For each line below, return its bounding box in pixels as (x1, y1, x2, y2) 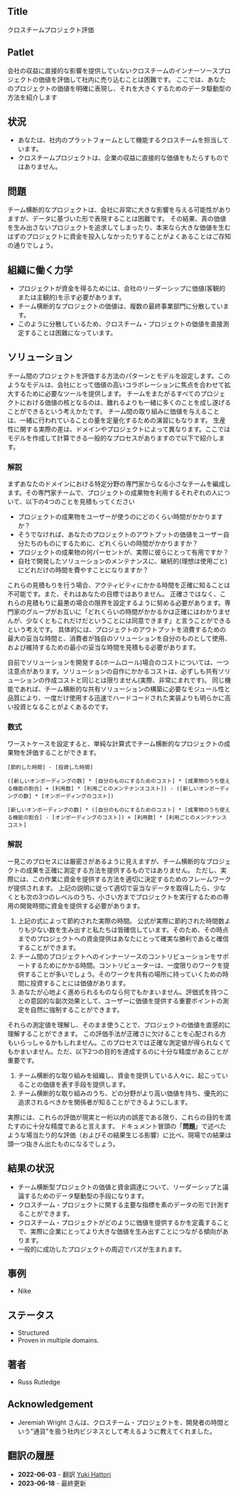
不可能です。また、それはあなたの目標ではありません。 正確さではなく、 (7, 590, 220, 598)
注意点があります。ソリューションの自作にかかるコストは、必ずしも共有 (7, 667, 219, 676)
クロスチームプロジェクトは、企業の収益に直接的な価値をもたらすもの (17, 154, 223, 162)
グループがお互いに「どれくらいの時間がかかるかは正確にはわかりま (26, 608, 225, 616)
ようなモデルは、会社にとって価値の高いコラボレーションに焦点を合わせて (7, 380, 225, 389)
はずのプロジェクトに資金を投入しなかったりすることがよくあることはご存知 (7, 232, 232, 241)
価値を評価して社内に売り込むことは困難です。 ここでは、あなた (38, 75, 227, 84)
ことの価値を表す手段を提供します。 (23, 1080, 130, 1088)
